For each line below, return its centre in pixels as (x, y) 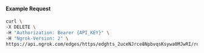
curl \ (14, 21)
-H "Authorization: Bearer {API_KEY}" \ (58, 33)
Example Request (28, 9)
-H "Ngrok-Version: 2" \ (37, 38)
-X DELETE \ (21, 27)
